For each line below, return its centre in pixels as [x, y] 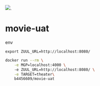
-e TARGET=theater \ [34, 74]
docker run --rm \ [24, 60]
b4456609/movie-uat [34, 79]
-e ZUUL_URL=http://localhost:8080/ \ [54, 69]
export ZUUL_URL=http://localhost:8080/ [48, 51]
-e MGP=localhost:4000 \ [40, 65]
